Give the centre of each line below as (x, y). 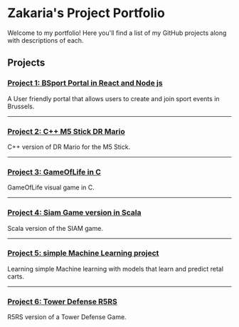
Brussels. (21, 106)
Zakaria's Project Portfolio (86, 13)
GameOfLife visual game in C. (51, 187)
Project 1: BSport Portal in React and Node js (85, 83)
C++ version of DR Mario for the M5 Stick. (69, 147)
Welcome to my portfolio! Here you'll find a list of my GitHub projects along (117, 33)
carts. (16, 276)
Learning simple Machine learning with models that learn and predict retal (116, 269)
